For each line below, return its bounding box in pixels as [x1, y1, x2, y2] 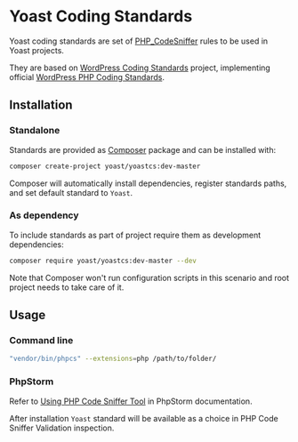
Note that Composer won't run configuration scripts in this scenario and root [9, 272, 290, 283]
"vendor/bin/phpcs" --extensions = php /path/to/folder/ [9, 354, 217, 364]
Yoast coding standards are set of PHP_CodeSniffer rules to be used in [9, 36, 269, 46]
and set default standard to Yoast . [9, 187, 133, 197]
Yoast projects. [9, 44, 65, 55]
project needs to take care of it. [9, 282, 125, 293]
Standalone [9, 125, 60, 137]
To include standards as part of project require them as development [9, 229, 262, 240]
